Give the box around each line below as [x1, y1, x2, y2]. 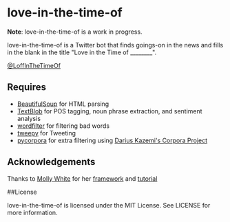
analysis [17, 114, 41, 122]
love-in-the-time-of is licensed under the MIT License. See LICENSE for [7, 201, 211, 209]
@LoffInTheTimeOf [7, 61, 61, 69]
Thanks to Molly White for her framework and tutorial [7, 174, 158, 183]
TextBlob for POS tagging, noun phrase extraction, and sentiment [17, 107, 202, 115]
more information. [7, 208, 58, 217]
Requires [7, 81, 47, 93]
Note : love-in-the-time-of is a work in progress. [7, 27, 143, 36]
